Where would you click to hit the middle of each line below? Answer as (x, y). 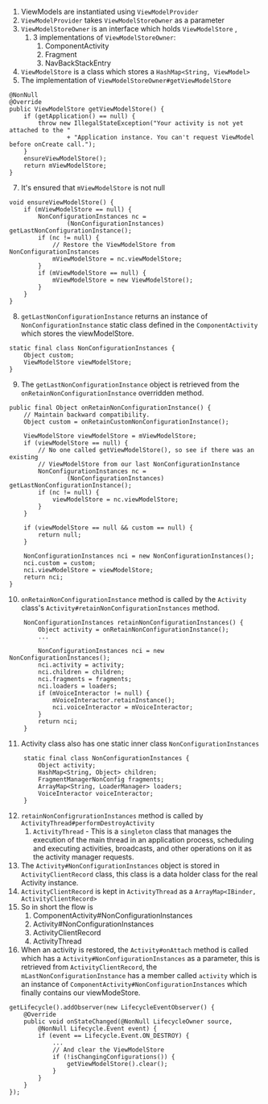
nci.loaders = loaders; (78, 686)
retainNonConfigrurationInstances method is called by (112, 815)
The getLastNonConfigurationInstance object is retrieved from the (130, 384)
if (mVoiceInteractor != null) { (94, 693)
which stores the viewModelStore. (77, 333)
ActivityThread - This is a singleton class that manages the (132, 831)
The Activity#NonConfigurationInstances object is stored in (120, 866)
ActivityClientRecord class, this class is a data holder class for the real (139, 874)
